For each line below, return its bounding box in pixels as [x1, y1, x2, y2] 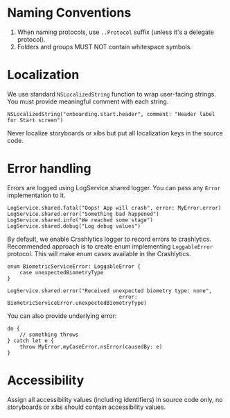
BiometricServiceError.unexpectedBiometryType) [7, 299, 148, 306]
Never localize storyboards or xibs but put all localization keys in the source [7, 128, 223, 137]
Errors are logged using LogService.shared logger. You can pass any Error [7, 183, 221, 192]
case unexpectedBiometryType [19, 269, 104, 276]
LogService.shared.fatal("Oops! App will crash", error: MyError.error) [7, 204, 222, 211]
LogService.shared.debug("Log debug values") [7, 222, 141, 230]
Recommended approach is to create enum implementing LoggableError [7, 242, 213, 251]
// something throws [19, 331, 79, 338]
